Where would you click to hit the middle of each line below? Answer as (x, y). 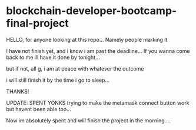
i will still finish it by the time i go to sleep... (58, 80)
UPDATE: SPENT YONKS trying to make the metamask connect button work (98, 103)
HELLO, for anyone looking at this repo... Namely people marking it (87, 39)
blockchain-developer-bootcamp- (92, 11)
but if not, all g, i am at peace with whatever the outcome (75, 68)
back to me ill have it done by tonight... (53, 57)
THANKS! (18, 91)
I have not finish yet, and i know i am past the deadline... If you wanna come (98, 51)
